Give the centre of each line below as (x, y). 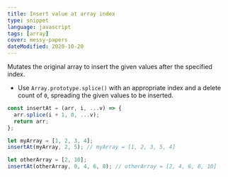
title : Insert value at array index (61, 14)
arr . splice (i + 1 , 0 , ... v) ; (57, 115)
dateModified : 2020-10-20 (45, 47)
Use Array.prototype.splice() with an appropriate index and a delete (119, 88)
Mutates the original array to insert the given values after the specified (110, 67)
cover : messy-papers (38, 40)
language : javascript (39, 27)
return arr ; (32, 121)
